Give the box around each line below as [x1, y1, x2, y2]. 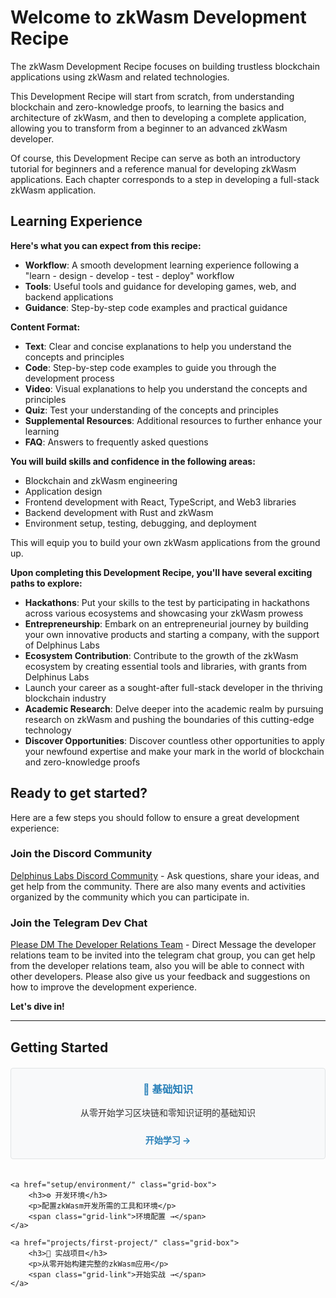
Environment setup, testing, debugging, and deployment [24, 517, 257, 529]
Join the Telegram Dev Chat [10, 916, 148, 930]
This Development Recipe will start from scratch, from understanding [10, 90, 295, 102]
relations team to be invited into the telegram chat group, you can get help [10, 949, 316, 961]
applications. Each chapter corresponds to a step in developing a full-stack [10, 173, 320, 185]
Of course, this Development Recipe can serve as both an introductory [10, 152, 301, 164]
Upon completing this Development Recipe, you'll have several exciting [10, 566, 313, 578]
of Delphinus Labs [24, 639, 100, 651]
